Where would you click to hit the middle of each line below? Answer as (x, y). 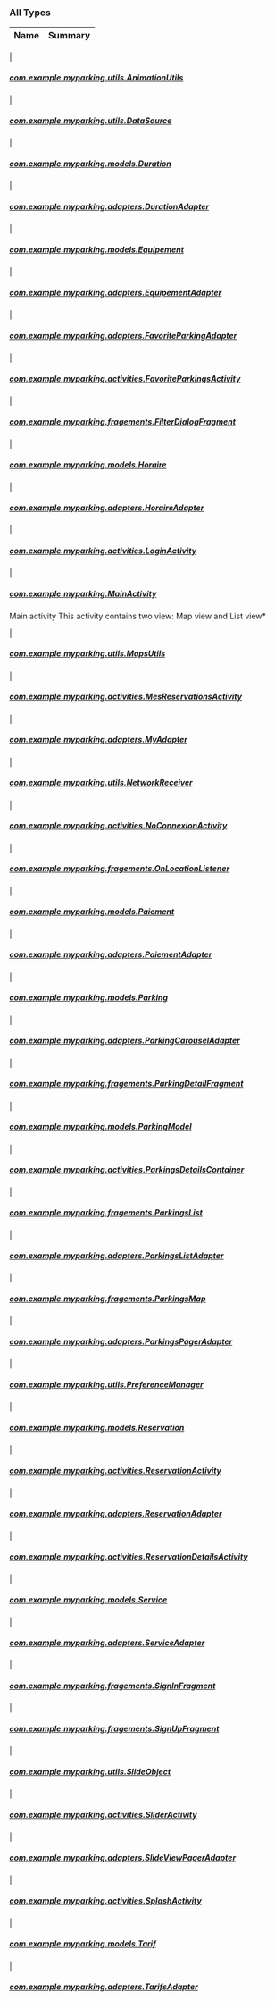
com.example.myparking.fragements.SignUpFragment (114, 1728)
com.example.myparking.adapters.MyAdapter (99, 740)
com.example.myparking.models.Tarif (83, 1943)
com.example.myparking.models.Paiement (92, 912)
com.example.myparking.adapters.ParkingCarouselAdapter (125, 1041)
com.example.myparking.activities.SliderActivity (104, 1814)
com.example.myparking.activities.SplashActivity (106, 1900)
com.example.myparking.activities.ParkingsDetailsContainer (127, 1170)
